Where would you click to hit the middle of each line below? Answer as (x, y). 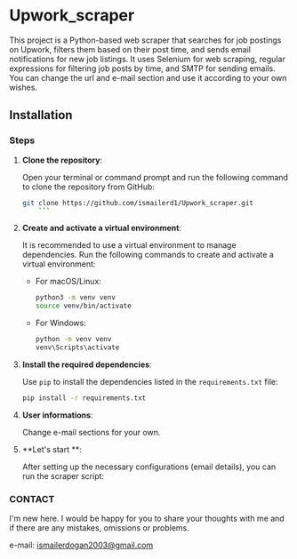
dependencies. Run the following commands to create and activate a (148, 255)
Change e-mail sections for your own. (91, 432)
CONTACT (32, 499)
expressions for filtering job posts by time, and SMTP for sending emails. (142, 68)
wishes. (24, 87)
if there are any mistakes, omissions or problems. (99, 528)
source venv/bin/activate (83, 306)
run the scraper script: (63, 475)
